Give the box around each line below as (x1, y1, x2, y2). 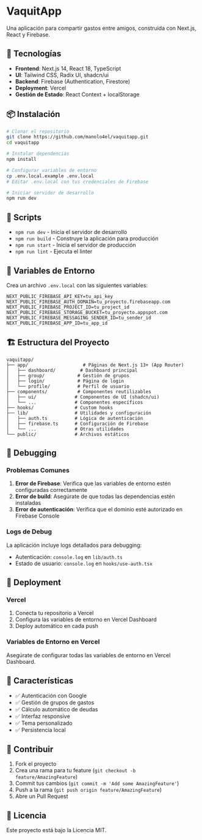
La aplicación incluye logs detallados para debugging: (6, 541, 142, 549)
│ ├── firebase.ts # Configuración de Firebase (6, 421, 149, 427)
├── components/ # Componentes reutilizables (6, 388, 151, 394)
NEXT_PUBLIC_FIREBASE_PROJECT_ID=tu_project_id (6, 304, 130, 310)
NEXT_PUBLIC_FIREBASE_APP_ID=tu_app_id (6, 320, 108, 326)
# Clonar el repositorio (6, 128, 70, 135)
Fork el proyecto (15, 760, 57, 767)
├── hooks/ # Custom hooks (6, 404, 114, 411)
